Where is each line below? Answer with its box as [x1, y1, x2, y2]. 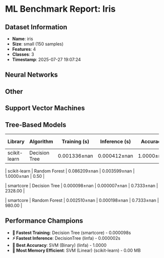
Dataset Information [5, 23, 67, 31]
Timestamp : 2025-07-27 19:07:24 [12, 57, 82, 62]
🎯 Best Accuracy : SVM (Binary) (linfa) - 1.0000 [12, 242, 107, 248]
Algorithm [29, 138, 54, 145]
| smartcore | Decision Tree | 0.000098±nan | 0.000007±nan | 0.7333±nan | [5, 182, 158, 189]
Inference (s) [100, 138, 131, 145]
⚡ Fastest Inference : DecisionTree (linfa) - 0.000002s [12, 235, 121, 241]
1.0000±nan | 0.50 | [5, 173, 45, 179]
